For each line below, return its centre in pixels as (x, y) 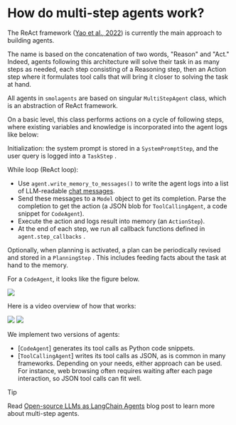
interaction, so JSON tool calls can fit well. (80, 378)
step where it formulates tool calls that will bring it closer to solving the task (118, 77)
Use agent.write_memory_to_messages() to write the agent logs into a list (123, 183)
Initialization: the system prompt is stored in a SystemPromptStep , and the (113, 148)
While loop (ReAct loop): (43, 169)
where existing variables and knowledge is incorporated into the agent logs (117, 127)
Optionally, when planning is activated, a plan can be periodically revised (114, 249)
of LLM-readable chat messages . (66, 190)
